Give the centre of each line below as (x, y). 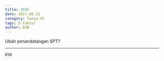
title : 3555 (17, 9)
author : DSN (17, 28)
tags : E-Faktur (20, 23)
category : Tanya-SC (25, 18)
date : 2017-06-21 (23, 14)
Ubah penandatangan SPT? (33, 41)
